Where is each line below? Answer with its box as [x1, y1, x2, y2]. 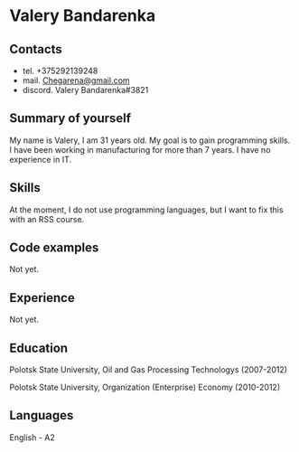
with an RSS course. [9, 213, 85, 224]
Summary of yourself [9, 110, 132, 127]
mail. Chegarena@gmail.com [22, 75, 130, 86]
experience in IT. [9, 154, 72, 165]
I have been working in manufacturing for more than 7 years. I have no [9, 144, 271, 155]
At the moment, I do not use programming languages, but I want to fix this [9, 204, 284, 215]
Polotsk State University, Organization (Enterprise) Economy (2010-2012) [9, 381, 281, 393]
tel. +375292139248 [22, 65, 98, 76]
